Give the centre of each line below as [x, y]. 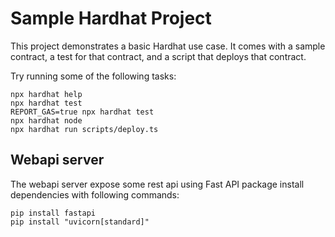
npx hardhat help [46, 94]
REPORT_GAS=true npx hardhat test [82, 112]
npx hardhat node [46, 120]
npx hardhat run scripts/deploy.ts [84, 129]
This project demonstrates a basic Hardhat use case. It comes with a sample [168, 46]
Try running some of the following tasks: [93, 76]
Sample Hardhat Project [111, 18]
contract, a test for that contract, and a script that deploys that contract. [158, 56]
